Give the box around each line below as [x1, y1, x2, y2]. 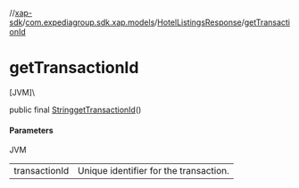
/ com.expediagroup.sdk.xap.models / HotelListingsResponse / [21, 17, 245, 28]
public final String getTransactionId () [9, 104, 142, 115]
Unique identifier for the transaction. [77, 165, 230, 177]
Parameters [9, 125, 54, 135]
